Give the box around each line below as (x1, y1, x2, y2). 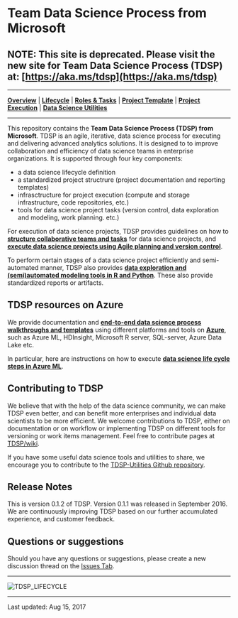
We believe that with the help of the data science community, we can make (7, 401, 227, 410)
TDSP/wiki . (7, 439, 40, 448)
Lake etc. (7, 340, 34, 349)
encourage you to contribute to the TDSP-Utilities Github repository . (7, 460, 205, 469)
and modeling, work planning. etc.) (17, 213, 120, 222)
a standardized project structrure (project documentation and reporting (17, 175, 225, 184)
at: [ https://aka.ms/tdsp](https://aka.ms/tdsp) (7, 70, 217, 82)
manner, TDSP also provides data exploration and (40, 264, 187, 271)
